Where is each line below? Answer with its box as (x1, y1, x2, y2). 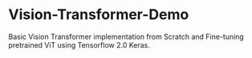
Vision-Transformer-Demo (8, 6, 189, 24)
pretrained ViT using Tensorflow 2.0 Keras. (8, 40, 151, 49)
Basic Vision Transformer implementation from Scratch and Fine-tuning (8, 32, 245, 41)
